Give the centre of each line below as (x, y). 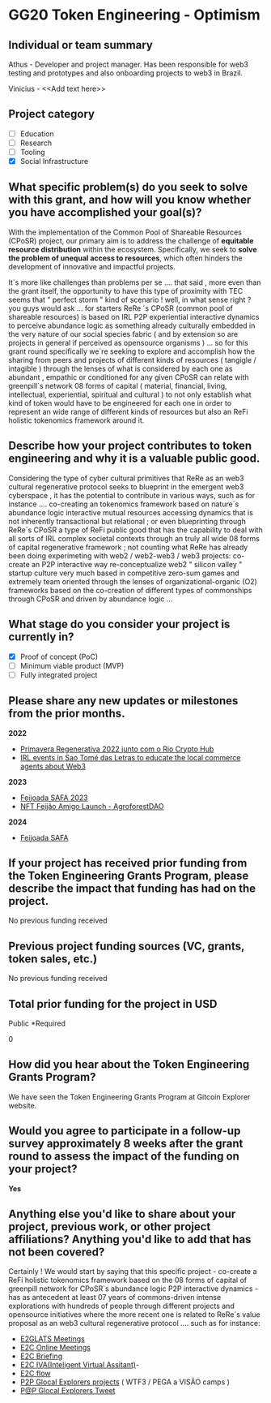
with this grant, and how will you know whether (130, 200)
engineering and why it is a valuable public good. (134, 459)
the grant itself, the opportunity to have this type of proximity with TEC (126, 290)
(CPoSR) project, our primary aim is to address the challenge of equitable (131, 240)
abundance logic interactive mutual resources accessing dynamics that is (131, 512)
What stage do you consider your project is (119, 624)
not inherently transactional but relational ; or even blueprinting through (127, 521)
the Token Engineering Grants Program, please (129, 875)
